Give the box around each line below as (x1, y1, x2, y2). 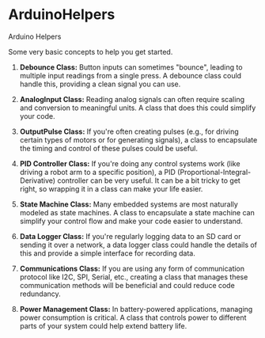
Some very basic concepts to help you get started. (8, 47, 173, 56)
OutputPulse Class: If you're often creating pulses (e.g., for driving (19, 127, 239, 136)
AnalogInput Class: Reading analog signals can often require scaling (19, 94, 245, 104)
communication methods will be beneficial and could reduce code (19, 280, 235, 290)
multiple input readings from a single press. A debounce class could (19, 70, 242, 80)
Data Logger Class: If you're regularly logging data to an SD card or (19, 231, 241, 241)
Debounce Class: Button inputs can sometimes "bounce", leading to (19, 62, 243, 72)
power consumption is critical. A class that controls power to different (19, 313, 247, 322)
